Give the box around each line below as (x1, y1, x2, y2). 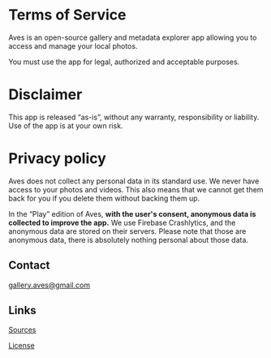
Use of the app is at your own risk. (8, 120, 123, 131)
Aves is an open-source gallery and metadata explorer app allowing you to (8, 32, 257, 42)
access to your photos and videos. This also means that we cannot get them (8, 184, 264, 194)
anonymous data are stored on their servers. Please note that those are (8, 226, 247, 236)
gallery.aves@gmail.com (8, 280, 91, 290)
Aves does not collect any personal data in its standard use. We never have (8, 176, 260, 186)
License (8, 341, 35, 351)
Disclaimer (8, 85, 83, 104)
